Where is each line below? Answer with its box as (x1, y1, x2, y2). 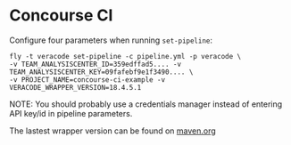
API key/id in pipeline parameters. (9, 108, 133, 118)
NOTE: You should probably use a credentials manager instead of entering (9, 99, 283, 109)
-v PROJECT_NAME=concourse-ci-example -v (9, 75, 166, 85)
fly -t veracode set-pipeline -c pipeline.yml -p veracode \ (9, 52, 242, 60)
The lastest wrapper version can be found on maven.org (9, 125, 216, 136)
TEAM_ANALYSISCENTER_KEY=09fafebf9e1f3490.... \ (9, 68, 194, 77)
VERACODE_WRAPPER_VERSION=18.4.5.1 (9, 83, 142, 92)
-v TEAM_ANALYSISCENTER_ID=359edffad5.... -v (9, 60, 181, 68)
